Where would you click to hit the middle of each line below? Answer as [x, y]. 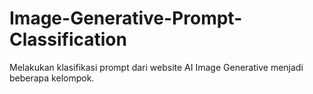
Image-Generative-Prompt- [126, 18]
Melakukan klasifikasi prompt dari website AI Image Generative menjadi [156, 67]
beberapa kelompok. [52, 78]
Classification [68, 39]
